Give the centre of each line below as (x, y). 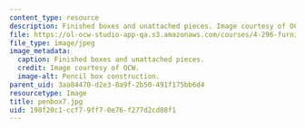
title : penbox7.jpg (46, 101)
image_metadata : (40, 51)
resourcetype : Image (49, 93)
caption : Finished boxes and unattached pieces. (111, 59)
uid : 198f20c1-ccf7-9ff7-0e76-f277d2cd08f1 (93, 110)
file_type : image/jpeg (52, 43)
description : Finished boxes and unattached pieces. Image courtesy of (148, 26)
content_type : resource (54, 18)
